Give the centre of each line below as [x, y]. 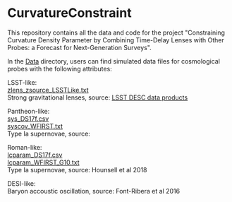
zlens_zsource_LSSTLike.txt [48, 90]
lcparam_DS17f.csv [35, 155]
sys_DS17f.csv [28, 119]
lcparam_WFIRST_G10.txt [43, 162]
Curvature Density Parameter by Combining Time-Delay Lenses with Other [116, 40]
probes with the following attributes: [60, 69]
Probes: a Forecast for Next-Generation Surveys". [79, 47]
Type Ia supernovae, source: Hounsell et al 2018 [77, 170]
